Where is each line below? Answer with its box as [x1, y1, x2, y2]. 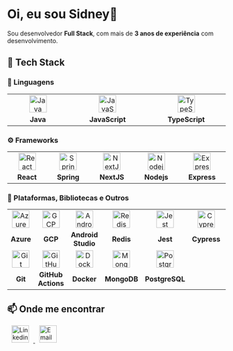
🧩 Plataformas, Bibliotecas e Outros [7, 193, 130, 203]
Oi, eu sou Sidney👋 [7, 6, 118, 22]
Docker [71, 274, 97, 284]
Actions [37, 279, 64, 289]
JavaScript [89, 114, 126, 124]
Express [188, 172, 216, 182]
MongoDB [105, 274, 139, 284]
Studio [73, 239, 96, 248]
